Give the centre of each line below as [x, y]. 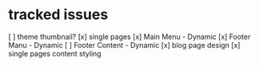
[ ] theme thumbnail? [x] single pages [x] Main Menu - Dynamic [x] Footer [129, 37]
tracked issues [58, 15]
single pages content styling [55, 53]
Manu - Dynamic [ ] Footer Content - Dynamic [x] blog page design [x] [124, 45]
